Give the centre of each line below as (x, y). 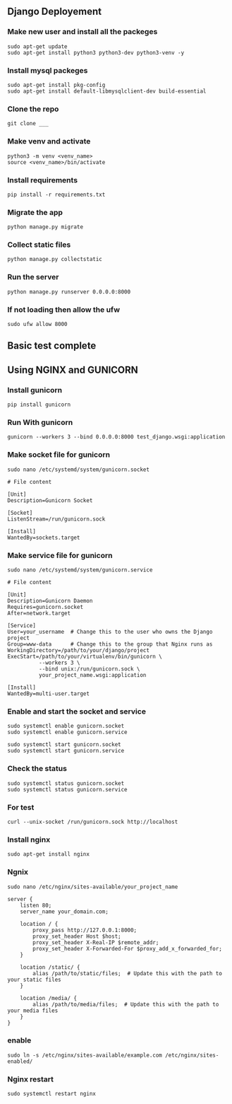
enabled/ (20, 1061)
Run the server (33, 277)
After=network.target (39, 614)
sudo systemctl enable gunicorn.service (68, 732)
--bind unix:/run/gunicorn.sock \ (89, 669)
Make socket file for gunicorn (59, 455)
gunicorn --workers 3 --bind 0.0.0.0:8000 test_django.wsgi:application (116, 437)
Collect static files (39, 245)
